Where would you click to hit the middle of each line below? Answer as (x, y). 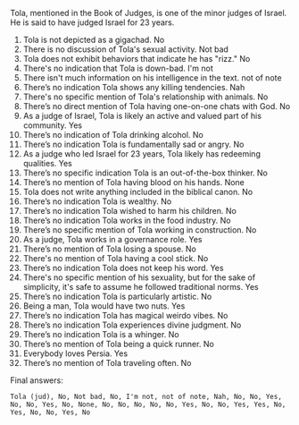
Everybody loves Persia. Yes (75, 353)
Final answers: (37, 380)
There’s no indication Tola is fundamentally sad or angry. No (133, 144)
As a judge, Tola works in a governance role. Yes (112, 239)
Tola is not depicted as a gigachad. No (94, 40)
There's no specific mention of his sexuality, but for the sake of (139, 277)
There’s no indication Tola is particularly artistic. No (117, 296)
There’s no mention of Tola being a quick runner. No (119, 344)
